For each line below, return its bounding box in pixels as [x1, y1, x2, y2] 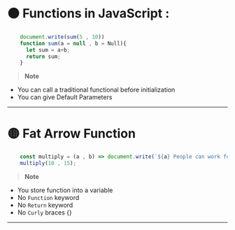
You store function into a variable [17, 186, 113, 194]
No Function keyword [17, 194, 80, 201]
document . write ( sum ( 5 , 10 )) [20, 33, 105, 41]
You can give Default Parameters [17, 93, 113, 101]
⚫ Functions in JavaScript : [7, 6, 170, 22]
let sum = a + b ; [25, 46, 71, 53]
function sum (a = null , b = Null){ [20, 40, 127, 47]
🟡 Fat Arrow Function [7, 125, 136, 141]
